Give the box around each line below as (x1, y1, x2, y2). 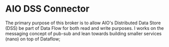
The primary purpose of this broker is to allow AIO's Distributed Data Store (5, 20, 161, 26)
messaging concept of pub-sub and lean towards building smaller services (5, 30, 162, 36)
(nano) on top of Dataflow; (5, 36, 61, 42)
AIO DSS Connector (5, 3, 90, 15)
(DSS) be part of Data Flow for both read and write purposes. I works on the (5, 25, 164, 31)
